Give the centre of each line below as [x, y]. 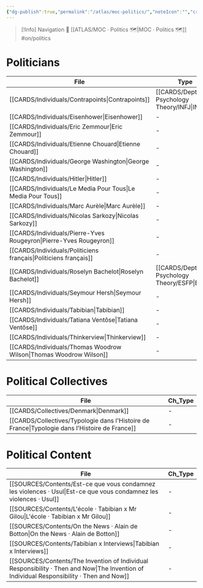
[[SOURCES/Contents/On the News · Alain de [73, 526]
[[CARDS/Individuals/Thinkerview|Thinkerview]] [78, 337]
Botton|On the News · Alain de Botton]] [64, 534]
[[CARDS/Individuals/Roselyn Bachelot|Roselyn [76, 271]
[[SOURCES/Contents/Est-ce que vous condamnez [82, 484]
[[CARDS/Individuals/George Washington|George [79, 161]
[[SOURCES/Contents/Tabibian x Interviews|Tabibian [84, 544]
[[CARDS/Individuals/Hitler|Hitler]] [58, 179]
